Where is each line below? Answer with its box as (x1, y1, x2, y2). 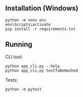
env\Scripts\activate (5, 22, 51, 27)
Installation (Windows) (5, 4, 78, 13)
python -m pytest (5, 86, 42, 92)
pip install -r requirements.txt (5, 26, 76, 31)
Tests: (5, 77, 18, 83)
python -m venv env (5, 17, 47, 22)
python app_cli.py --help (5, 63, 60, 69)
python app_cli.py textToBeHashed (5, 68, 78, 73)
